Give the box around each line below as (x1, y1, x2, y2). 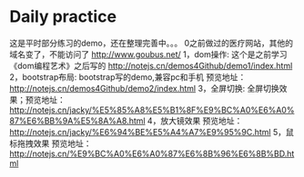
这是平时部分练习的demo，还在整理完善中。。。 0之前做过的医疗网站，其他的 (9, 37, 294, 48)
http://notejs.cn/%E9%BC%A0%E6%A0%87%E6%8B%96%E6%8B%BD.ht (9, 148, 295, 159)
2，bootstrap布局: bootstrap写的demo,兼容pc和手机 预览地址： (9, 71, 247, 83)
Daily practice (9, 6, 117, 27)
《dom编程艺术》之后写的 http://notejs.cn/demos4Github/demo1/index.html (9, 60, 293, 71)
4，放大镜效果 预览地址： (147, 115, 243, 126)
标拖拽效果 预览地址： (9, 138, 92, 149)
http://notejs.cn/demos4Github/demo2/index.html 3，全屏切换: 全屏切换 (9, 83, 279, 93)
